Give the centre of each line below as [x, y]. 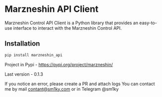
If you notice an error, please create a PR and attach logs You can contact [80, 84]
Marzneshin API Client [52, 9]
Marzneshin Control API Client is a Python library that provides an [71, 23]
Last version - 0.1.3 [24, 74]
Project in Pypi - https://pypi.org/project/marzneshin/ [59, 64]
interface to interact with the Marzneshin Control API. [67, 28]
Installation [22, 44]
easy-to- [148, 23]
